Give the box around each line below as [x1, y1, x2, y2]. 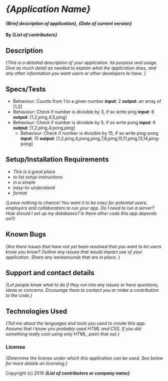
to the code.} [5, 292, 32, 299]
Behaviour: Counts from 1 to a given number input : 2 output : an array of [12, 98, 161, 104]
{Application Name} [5, 4, 91, 15]
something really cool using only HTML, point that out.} [5, 331, 119, 337]
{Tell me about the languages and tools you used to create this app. [5, 320, 146, 326]
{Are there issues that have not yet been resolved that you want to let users [5, 243, 161, 249]
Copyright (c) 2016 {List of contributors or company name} [5, 370, 130, 376]
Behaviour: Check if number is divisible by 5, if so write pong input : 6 [12, 119, 156, 125]
